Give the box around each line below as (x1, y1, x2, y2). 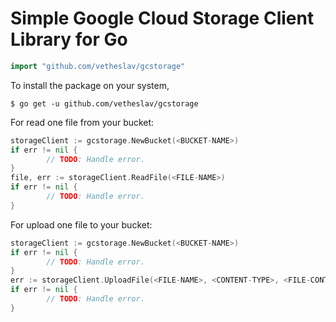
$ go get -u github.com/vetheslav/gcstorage (10, 98, 199, 109)
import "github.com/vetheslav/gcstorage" (10, 61, 186, 71)
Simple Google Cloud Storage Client (10, 7, 315, 30)
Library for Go (10, 28, 128, 51)
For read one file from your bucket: (10, 116, 155, 128)
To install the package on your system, (10, 79, 170, 91)
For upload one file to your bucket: (10, 218, 153, 231)
